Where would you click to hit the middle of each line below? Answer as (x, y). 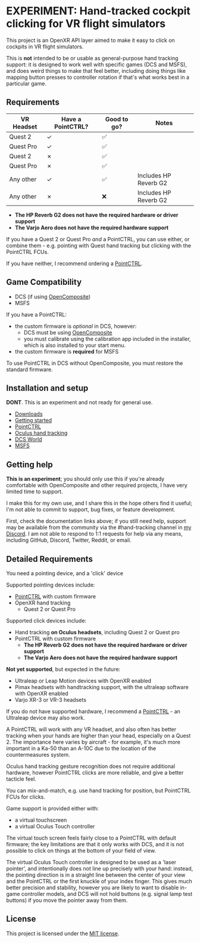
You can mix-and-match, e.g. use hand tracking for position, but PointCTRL (99, 790)
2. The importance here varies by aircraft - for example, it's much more (93, 742)
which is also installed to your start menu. (75, 345)
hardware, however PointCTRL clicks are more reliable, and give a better (95, 772)
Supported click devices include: (46, 621)
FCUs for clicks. (26, 797)
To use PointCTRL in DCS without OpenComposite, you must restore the (95, 363)
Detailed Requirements (50, 559)
